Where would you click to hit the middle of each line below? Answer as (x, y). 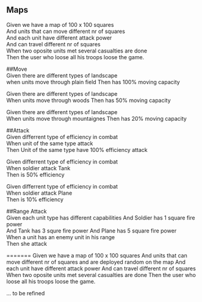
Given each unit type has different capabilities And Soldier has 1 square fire (101, 218)
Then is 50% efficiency (36, 174)
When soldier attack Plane (39, 193)
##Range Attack (27, 211)
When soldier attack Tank (38, 168)
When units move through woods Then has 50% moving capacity (88, 100)
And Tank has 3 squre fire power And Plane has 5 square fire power (92, 231)
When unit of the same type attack (50, 143)
